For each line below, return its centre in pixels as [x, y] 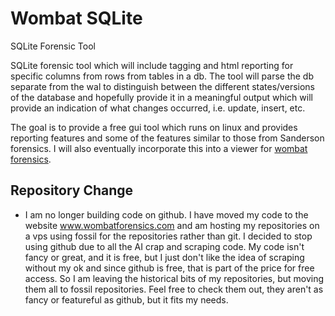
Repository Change [72, 190]
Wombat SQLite [76, 18]
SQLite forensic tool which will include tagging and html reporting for [152, 65]
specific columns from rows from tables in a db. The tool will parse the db [162, 76]
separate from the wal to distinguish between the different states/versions [162, 86]
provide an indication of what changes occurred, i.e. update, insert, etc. [158, 108]
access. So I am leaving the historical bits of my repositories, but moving [174, 278]
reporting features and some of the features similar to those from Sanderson [167, 138]
